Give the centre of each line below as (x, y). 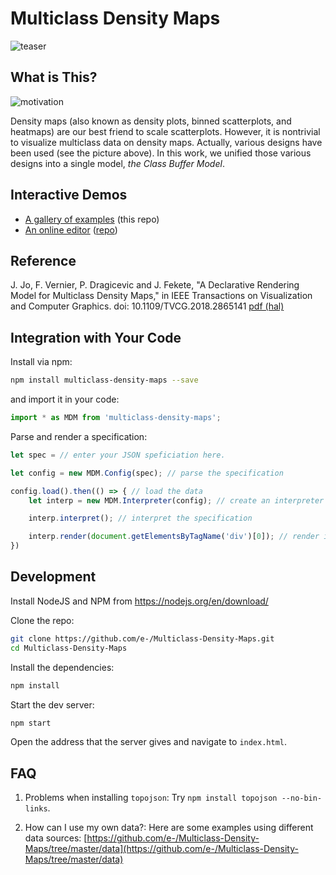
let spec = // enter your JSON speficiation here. (118, 455)
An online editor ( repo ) (71, 229)
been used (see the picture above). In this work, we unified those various (161, 153)
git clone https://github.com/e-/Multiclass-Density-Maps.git (142, 638)
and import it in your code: (65, 399)
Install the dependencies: (62, 667)
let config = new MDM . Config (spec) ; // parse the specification (147, 473)
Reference (43, 260)
